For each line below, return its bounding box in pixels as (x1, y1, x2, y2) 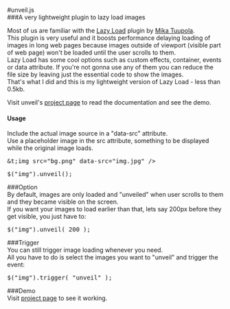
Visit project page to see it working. (7, 294, 108, 302)
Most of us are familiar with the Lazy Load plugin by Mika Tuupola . (7, 27, 196, 34)
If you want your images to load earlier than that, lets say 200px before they (7, 205, 222, 213)
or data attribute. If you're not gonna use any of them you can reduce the (7, 63, 214, 71)
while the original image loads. (7, 144, 94, 152)
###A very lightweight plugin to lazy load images (7, 13, 146, 21)
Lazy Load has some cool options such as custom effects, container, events (7, 56, 222, 64)
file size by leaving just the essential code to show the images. (7, 70, 184, 78)
